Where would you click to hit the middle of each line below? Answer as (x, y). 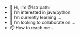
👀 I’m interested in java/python (40, 12)
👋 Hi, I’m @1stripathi (30, 7)
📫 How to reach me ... (32, 28)
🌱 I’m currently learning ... (35, 17)
